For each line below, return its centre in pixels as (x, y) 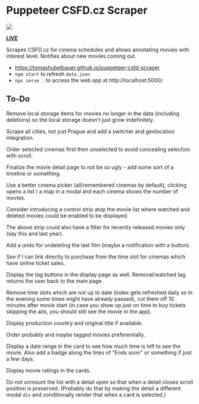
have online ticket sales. (36, 263)
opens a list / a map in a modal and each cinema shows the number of (92, 191)
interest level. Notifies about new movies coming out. (71, 56)
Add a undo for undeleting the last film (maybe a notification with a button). (98, 245)
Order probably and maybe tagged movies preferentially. (76, 334)
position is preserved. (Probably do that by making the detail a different (94, 388)
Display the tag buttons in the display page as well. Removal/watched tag (96, 275)
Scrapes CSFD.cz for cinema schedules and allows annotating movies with (98, 50)
